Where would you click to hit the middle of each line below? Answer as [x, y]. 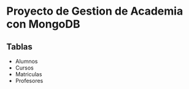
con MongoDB [44, 24]
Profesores [29, 81]
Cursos [24, 68]
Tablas [19, 47]
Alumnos [26, 61]
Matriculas [29, 74]
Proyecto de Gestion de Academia [95, 11]
